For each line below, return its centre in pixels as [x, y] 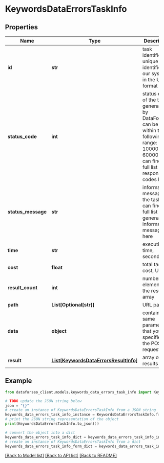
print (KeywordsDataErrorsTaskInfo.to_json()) [52, 424]
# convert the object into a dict [40, 432]
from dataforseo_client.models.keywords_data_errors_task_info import [78, 392]
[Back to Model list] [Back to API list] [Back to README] [61, 456]
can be [150, 124]
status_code [22, 137]
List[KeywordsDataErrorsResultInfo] [95, 360]
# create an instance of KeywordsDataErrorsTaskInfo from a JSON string [81, 410]
